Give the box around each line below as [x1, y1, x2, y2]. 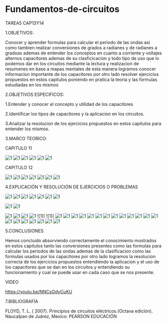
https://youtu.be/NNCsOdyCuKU [5, 289, 72, 295]
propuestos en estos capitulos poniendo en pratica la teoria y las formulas [5, 76, 158, 82]
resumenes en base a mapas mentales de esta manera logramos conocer [5, 66, 156, 72]
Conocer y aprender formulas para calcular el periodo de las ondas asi [5, 39, 151, 45]
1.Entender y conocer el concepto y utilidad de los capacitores [5, 101, 134, 107]
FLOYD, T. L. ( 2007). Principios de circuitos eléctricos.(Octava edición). [5, 308, 153, 314]
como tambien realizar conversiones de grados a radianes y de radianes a [5, 44, 158, 50]
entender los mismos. [5, 126, 50, 132]
